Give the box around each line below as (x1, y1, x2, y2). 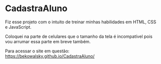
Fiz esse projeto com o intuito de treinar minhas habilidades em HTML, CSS (5, 19, 157, 25)
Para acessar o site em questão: (5, 48, 70, 54)
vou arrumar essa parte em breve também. (5, 38, 91, 44)
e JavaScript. (5, 24, 32, 30)
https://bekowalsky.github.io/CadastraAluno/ (5, 53, 95, 59)
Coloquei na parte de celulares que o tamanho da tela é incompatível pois (5, 33, 153, 39)
